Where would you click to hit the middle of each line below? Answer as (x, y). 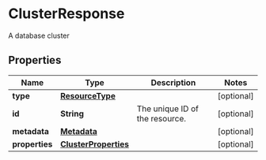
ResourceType (88, 95)
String (72, 113)
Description (173, 82)
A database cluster (39, 35)
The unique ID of (168, 109)
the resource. (161, 118)
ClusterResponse (66, 14)
